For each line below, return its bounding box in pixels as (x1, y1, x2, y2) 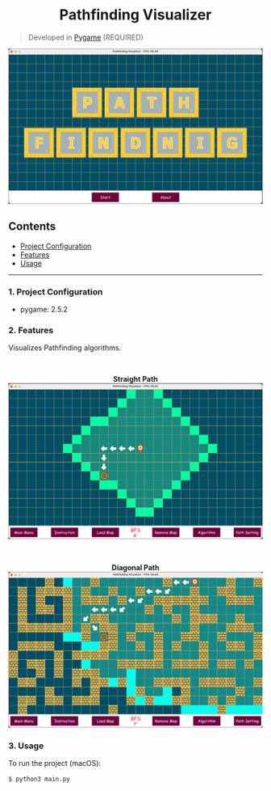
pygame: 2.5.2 (19, 305, 69, 315)
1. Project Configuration (8, 286, 103, 297)
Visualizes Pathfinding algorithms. (8, 343, 122, 353)
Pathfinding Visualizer (59, 6, 212, 24)
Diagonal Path (111, 563, 160, 573)
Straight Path (112, 374, 159, 384)
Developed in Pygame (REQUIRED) (27, 32, 144, 42)
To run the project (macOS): (8, 758, 102, 768)
